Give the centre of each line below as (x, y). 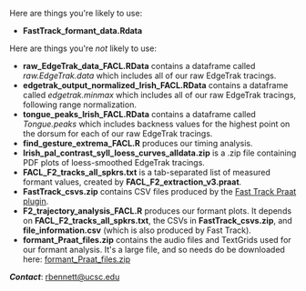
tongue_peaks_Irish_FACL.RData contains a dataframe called (139, 114)
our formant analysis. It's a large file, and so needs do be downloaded (153, 250)
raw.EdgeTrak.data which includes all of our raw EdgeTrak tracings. (149, 75)
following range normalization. (79, 105)
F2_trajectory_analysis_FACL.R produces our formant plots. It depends (157, 211)
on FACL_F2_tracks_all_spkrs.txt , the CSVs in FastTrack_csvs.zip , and (158, 221)
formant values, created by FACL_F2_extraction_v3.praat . (132, 182)
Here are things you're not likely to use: (83, 48)
